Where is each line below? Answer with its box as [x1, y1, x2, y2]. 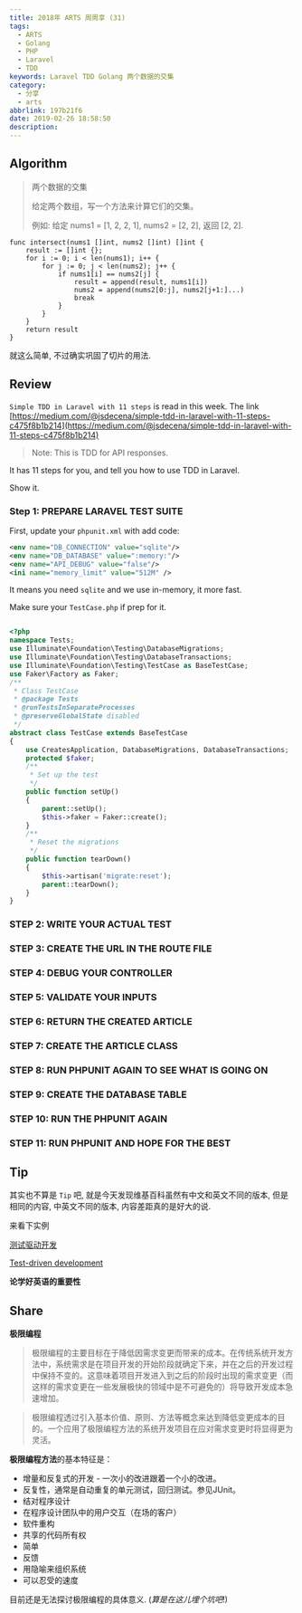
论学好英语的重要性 [9, 1276, 81, 1287]
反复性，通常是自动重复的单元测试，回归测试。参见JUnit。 [22, 1484, 241, 1495]
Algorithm [9, 156, 68, 172]
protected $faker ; [25, 753, 95, 763]
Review [9, 377, 52, 392]
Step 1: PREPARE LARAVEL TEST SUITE [9, 504, 184, 517]
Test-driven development [9, 1257, 104, 1268]
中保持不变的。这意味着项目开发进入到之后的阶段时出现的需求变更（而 [31, 1370, 294, 1381]
